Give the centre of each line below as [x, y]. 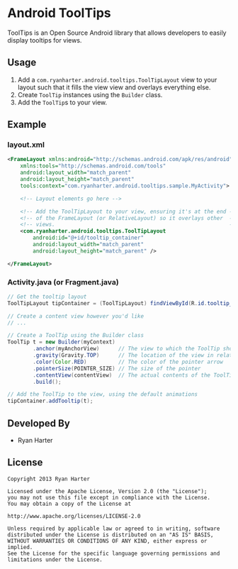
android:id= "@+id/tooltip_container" [88, 238]
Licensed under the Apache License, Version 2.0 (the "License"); [107, 491]
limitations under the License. [55, 559]
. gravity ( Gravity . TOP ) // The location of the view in [123, 355]
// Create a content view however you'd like [75, 316]
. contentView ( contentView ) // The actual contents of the [122, 375]
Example [27, 125]
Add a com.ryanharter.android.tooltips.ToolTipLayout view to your [117, 79]
